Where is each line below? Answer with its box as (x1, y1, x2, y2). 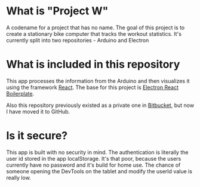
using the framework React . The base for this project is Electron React (6, 84, 179, 91)
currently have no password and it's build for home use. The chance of (6, 161, 181, 168)
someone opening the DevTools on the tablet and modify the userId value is (6, 167, 193, 174)
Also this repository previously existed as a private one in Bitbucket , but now (6, 102, 195, 109)
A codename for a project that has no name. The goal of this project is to (6, 24, 185, 31)
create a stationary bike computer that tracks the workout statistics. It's (6, 30, 182, 37)
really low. (6, 174, 31, 181)
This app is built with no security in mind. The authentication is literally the (6, 148, 189, 156)
